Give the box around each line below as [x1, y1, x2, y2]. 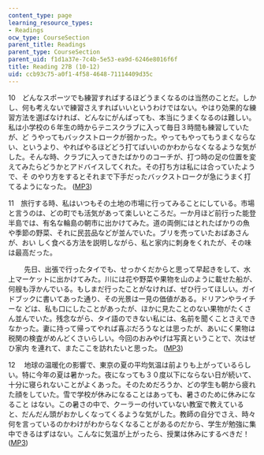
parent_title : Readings [8, 41, 87, 49]
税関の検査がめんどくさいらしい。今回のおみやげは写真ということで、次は [8, 333, 250, 343]
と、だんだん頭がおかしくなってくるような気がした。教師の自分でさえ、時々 [8, 409, 256, 419]
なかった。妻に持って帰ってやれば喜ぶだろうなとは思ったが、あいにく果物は [8, 323, 256, 333]
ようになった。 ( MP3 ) [21, 181, 93, 191]
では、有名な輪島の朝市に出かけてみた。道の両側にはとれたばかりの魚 [21, 218, 251, 227]
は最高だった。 [8, 248, 57, 257]
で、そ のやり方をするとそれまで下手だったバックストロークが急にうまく [8, 171, 244, 181]
